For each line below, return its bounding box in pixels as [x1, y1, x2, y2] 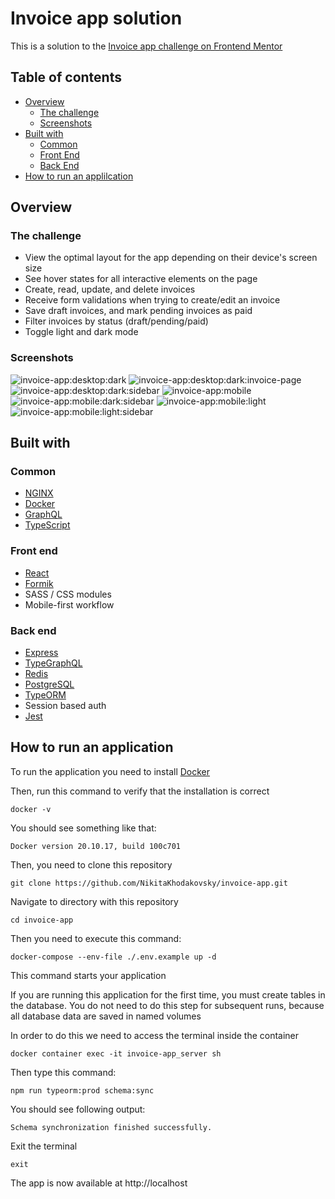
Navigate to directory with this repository [10, 895, 179, 907]
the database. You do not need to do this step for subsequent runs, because [10, 999, 325, 1011]
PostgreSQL [24, 678, 75, 691]
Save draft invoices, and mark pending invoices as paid [24, 305, 253, 317]
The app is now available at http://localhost [10, 1177, 188, 1189]
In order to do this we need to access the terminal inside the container [10, 1029, 300, 1041]
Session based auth [24, 700, 107, 712]
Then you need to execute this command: [10, 932, 182, 944]
